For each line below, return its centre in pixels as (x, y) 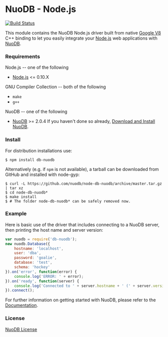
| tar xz (14, 188)
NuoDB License (21, 329)
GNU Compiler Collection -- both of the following (55, 87)
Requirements (23, 56)
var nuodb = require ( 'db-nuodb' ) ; (41, 239)
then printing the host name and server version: (54, 230)
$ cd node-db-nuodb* (27, 192)
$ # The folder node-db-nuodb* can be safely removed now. (68, 201)
